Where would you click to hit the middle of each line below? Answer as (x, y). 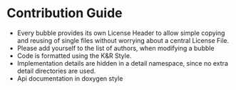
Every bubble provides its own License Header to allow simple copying (121, 33)
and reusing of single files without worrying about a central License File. (123, 40)
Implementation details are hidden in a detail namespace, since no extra (123, 63)
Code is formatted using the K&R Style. (74, 56)
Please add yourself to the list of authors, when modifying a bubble (116, 48)
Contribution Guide (65, 13)
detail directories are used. (56, 71)
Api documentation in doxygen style (70, 78)
